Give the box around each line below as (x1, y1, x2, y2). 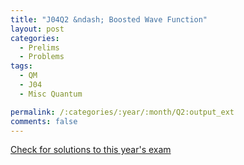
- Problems (19, 52, 65, 62)
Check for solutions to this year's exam (10, 144, 172, 156)
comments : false (10, 116, 78, 126)
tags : (10, 61, 33, 71)
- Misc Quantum (19, 89, 83, 99)
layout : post (10, 24, 65, 34)
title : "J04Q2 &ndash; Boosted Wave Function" (10, 14, 208, 25)
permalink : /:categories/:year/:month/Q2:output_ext (10, 107, 235, 117)
